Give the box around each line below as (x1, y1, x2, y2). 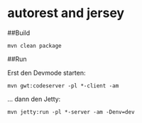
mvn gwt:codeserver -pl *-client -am (7, 82, 119, 90)
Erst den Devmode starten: (7, 68, 87, 77)
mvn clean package (7, 42, 62, 49)
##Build (7, 28, 31, 37)
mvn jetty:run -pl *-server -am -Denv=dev (7, 108, 135, 115)
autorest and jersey (7, 5, 125, 21)
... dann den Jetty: (7, 95, 61, 103)
